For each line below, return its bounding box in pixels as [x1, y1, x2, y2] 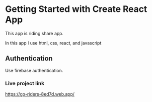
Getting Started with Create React [5, 3, 148, 15]
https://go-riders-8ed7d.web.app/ [5, 91, 75, 97]
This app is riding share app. [5, 30, 64, 36]
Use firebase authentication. [5, 67, 63, 73]
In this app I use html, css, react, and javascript [5, 40, 102, 46]
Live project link [5, 80, 45, 87]
